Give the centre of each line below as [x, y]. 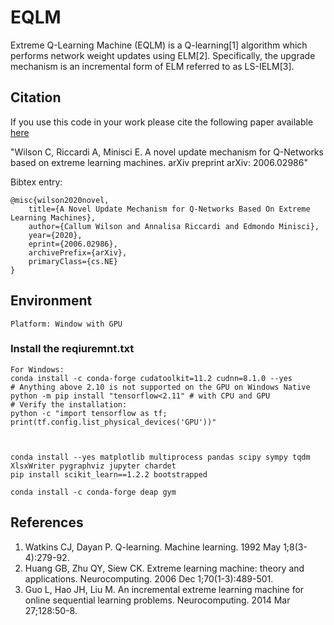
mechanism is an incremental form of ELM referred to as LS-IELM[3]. [152, 66]
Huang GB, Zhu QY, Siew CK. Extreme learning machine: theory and [164, 568]
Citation [36, 97]
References [47, 522]
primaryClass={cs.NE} [73, 261]
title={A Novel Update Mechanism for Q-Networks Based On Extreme [169, 209]
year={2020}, [55, 235]
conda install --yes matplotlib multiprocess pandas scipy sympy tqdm [160, 457]
